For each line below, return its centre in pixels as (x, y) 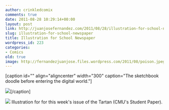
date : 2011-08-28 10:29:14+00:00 (40, 19)
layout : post (19, 24)
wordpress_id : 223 (24, 43)
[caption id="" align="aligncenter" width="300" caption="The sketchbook (82, 76)
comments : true (21, 15)
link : (11, 29)
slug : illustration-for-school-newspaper (49, 33)
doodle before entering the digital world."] (49, 81)
